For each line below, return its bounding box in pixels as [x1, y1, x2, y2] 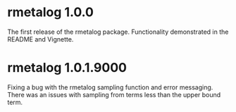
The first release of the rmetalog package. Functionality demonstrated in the [7, 27, 229, 36]
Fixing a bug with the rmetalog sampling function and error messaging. [7, 82, 213, 92]
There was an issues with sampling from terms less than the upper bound [7, 90, 221, 99]
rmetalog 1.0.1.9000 [7, 60, 127, 76]
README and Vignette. [7, 35, 74, 43]
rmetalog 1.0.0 [7, 4, 94, 20]
